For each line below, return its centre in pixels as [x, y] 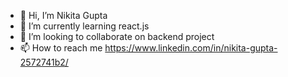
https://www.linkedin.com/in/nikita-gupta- [191, 48]
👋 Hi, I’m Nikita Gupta [63, 15]
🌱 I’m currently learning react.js [84, 26]
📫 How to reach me [61, 48]
